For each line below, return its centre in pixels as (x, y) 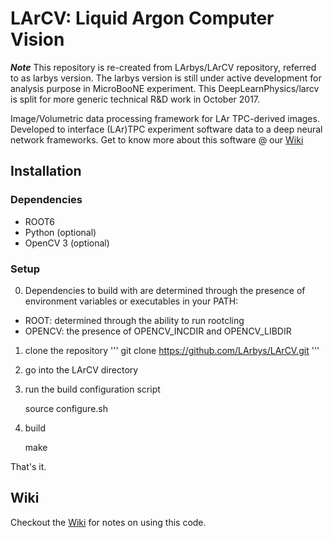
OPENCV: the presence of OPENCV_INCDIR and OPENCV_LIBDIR (158, 331)
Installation (46, 171)
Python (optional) (60, 232)
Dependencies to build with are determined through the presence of (165, 290)
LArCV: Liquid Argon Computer (142, 18)
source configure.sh (66, 408)
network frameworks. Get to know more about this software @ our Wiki (157, 139)
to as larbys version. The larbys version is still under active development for (166, 78)
